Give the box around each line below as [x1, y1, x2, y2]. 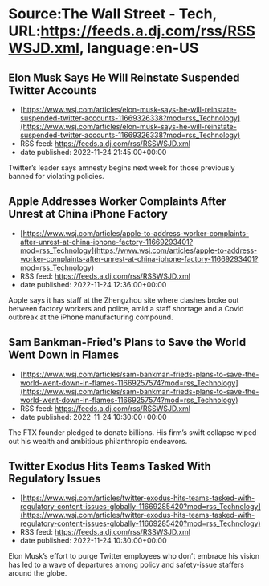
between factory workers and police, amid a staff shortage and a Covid [8, 303, 244, 313]
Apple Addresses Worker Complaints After [8, 194, 226, 209]
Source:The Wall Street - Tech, [8, 5, 218, 23]
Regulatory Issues [8, 472, 101, 486]
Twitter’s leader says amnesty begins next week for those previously [8, 163, 235, 173]
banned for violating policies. [8, 172, 104, 181]
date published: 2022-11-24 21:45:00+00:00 [19, 148, 167, 157]
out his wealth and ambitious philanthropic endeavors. [8, 436, 188, 446]
